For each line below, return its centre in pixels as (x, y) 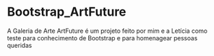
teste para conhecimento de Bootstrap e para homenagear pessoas (103, 38)
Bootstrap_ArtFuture (67, 12)
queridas (19, 45)
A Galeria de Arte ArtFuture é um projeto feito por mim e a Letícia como (107, 31)
